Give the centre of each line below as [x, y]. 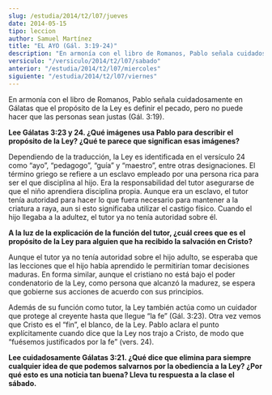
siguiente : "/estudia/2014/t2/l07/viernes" [83, 76]
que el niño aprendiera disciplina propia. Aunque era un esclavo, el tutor [128, 191]
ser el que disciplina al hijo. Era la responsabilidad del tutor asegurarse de [132, 182]
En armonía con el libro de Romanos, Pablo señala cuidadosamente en [125, 99]
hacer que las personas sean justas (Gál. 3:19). [86, 116]
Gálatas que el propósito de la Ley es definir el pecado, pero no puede [126, 108]
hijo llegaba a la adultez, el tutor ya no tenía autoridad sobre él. [113, 217]
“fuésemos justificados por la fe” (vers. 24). [81, 341]
